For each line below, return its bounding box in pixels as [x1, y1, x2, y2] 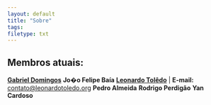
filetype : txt [7, 30, 50, 38]
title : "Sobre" [7, 17, 52, 24]
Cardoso [7, 92, 33, 100]
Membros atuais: [7, 56, 84, 68]
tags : [7, 23, 23, 31]
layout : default [7, 10, 55, 18]
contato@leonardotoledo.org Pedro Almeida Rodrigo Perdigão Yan [7, 84, 204, 92]
